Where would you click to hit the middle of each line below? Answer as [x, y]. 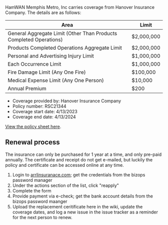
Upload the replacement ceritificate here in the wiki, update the [77, 206]
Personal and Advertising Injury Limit [51, 56]
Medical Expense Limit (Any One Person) [56, 80]
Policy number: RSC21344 [39, 106]
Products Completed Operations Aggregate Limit [65, 48]
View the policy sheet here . [33, 127]
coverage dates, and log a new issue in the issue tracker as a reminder [85, 212]
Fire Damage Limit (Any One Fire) [47, 72]
